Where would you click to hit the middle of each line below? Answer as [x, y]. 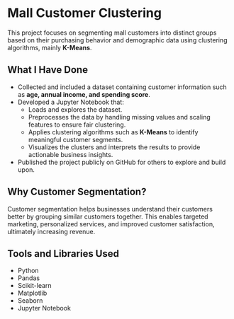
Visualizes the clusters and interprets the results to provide [114, 147]
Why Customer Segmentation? [77, 192]
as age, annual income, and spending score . [84, 94]
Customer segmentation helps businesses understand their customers [110, 209]
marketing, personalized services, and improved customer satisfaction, [111, 224]
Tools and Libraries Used [63, 254]
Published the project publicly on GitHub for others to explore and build [122, 162]
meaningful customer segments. [76, 139]
